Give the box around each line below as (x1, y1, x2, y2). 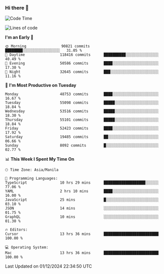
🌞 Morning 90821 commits (5, 44, 90, 49)
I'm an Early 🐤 (5, 34, 34, 41)
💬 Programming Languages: (5, 176, 58, 181)
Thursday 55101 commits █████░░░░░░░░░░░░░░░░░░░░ (5, 117, 159, 123)
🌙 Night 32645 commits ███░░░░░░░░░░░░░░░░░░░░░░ (5, 69, 159, 75)
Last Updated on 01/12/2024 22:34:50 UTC (5, 263, 92, 269)
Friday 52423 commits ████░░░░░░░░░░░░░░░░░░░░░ (5, 126, 159, 131)
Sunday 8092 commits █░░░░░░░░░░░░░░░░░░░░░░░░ (5, 143, 159, 148)
